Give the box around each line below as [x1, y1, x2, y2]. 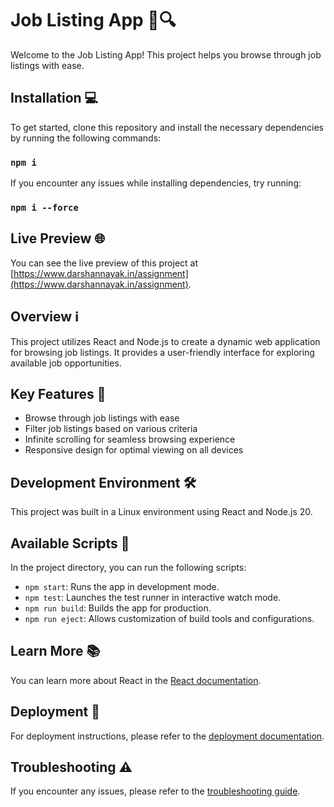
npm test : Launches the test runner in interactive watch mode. [24, 592, 282, 604]
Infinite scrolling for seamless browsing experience [24, 433, 236, 446]
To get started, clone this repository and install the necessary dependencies [10, 121, 324, 133]
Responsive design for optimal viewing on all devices [24, 444, 244, 456]
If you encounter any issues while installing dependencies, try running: [10, 177, 302, 189]
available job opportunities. [10, 357, 122, 369]
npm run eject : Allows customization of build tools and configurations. [24, 613, 315, 625]
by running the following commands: [10, 132, 162, 144]
